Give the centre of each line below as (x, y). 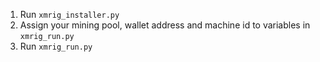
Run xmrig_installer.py (69, 14)
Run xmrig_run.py (56, 46)
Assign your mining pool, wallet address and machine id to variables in (165, 25)
